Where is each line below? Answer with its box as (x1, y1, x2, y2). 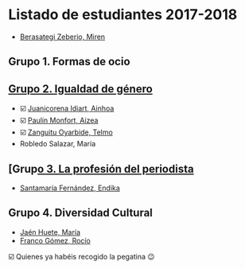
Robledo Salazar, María (19, 139, 96, 149)
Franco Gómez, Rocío (19, 236, 91, 245)
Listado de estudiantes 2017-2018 (8, 6, 238, 24)
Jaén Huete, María (19, 227, 81, 236)
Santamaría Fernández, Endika (19, 183, 121, 193)
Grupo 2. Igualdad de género (8, 82, 153, 96)
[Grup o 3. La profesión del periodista (8, 162, 194, 176)
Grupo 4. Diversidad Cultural (8, 206, 154, 220)
